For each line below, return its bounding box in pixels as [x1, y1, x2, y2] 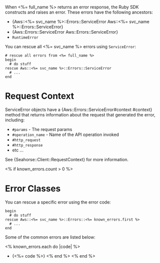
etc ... [12, 147, 24, 153]
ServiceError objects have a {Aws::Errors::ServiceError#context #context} [5, 107, 153, 113]
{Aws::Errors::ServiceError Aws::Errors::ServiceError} [12, 29, 118, 35]
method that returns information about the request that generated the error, [5, 112, 156, 117]
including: [5, 117, 25, 123]
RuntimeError [12, 35, 39, 40]
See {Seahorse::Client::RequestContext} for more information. [5, 156, 128, 162]
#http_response [12, 143, 43, 148]
